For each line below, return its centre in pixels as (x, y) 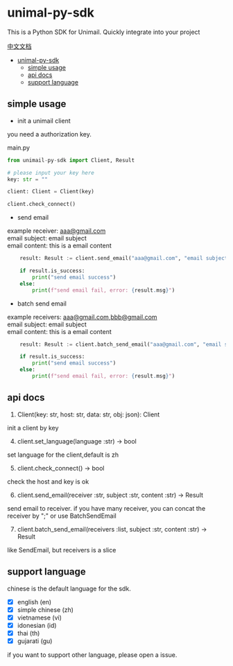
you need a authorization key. (50, 134)
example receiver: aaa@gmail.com (57, 231)
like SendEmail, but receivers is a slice (62, 550)
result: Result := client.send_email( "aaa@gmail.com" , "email (111, 258)
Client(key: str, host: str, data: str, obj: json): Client (88, 414)
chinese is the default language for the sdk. (69, 588)
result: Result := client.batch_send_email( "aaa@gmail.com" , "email (121, 344)
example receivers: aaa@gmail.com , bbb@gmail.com (82, 317)
